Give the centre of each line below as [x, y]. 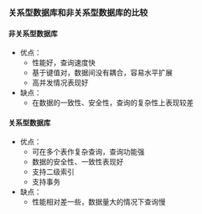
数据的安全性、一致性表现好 [78, 162]
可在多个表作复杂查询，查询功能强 [88, 152]
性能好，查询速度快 [64, 63]
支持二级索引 [53, 172]
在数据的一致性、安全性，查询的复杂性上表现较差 [113, 103]
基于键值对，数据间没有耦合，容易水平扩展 [102, 73]
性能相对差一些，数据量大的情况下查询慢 [99, 202]
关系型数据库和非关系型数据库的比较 [78, 12]
